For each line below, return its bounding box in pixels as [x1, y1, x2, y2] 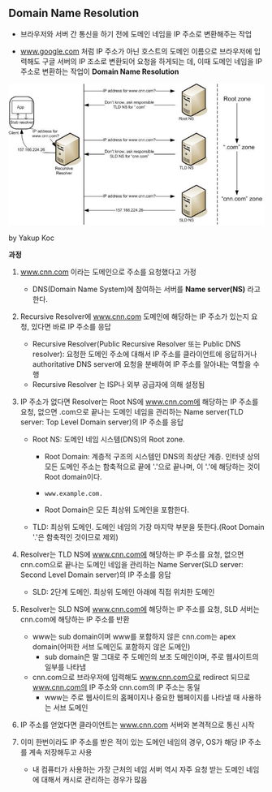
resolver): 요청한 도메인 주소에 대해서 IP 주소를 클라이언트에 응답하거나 [32, 349, 257, 359]
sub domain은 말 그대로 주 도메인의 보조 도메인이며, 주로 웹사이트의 [44, 652, 259, 661]
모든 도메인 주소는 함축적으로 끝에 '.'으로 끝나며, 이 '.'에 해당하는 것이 [44, 462, 261, 471]
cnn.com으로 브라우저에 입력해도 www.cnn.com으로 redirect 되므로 [32, 672, 251, 682]
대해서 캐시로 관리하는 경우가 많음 [41, 774, 148, 784]
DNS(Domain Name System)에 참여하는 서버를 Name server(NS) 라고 [32, 284, 261, 294]
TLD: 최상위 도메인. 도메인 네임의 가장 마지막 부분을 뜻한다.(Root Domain [32, 522, 265, 532]
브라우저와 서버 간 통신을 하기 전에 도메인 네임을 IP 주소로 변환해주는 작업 [19, 28, 253, 39]
